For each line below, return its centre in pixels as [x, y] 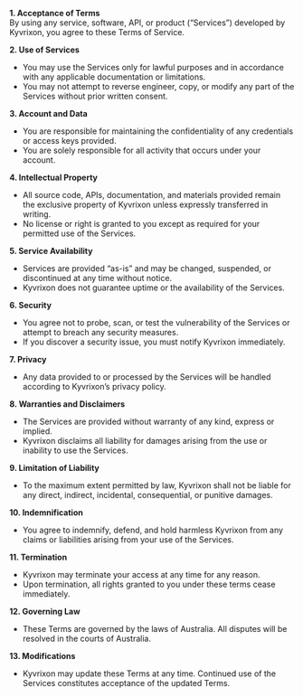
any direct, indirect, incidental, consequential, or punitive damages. [147, 495]
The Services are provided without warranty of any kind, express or [148, 421]
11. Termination [38, 557]
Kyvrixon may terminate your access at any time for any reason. [141, 575]
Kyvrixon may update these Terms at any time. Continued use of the [149, 673]
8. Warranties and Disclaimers [67, 404]
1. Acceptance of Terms [55, 13]
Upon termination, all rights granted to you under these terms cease [149, 584]
